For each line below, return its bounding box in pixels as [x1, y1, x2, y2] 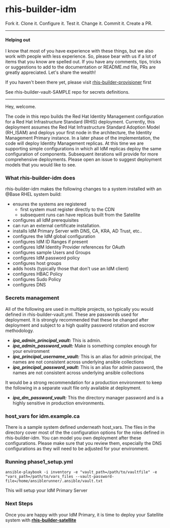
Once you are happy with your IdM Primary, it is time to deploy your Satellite [5, 511, 163, 517]
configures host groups [12, 260, 62, 266]
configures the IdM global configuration [12, 233, 96, 239]
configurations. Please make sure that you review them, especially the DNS [5, 440, 162, 446]
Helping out [5, 36, 30, 43]
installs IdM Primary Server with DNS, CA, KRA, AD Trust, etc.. [12, 228, 143, 234]
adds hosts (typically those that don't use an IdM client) [12, 266, 129, 272]
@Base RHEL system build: [5, 191, 62, 197]
